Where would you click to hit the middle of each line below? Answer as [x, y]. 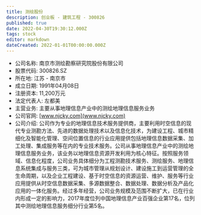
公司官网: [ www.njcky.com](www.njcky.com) [70, 115]
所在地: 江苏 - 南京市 [40, 78]
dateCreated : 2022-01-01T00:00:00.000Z [56, 46]
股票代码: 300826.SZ [41, 70]
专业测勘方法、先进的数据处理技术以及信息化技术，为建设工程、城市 [104, 130]
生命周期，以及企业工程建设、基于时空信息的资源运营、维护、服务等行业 [104, 175]
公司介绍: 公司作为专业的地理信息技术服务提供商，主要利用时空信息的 [100, 123]
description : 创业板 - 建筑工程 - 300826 [55, 17]
